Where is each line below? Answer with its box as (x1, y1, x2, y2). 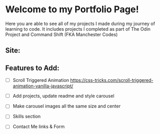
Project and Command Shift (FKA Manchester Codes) (5, 31, 118, 37)
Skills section (12, 114, 41, 120)
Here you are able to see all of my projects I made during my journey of (5, 20, 155, 27)
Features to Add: (5, 63, 60, 72)
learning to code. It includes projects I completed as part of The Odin (5, 26, 151, 32)
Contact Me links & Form (12, 124, 65, 130)
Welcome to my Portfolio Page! (5, 4, 139, 15)
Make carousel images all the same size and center (12, 103, 121, 109)
